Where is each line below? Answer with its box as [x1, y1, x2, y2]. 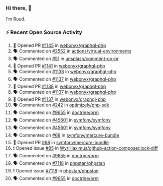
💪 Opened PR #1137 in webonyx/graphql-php [13, 96, 106, 102]
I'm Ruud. [6, 16, 26, 22]
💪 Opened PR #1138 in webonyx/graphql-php [13, 83, 106, 89]
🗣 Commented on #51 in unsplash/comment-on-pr [13, 55, 119, 61]
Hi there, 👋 [6, 5, 32, 12]
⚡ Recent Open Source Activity [6, 29, 82, 36]
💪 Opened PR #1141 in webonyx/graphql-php [13, 63, 105, 69]
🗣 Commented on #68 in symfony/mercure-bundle [13, 132, 119, 138]
